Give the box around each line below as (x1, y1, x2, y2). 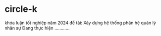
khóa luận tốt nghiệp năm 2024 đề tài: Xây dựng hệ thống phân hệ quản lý (4, 20, 157, 26)
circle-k (4, 3, 38, 15)
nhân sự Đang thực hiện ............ (4, 25, 70, 31)
